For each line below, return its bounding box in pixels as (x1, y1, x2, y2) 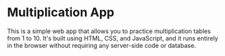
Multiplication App (7, 5, 115, 20)
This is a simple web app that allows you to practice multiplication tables (7, 27, 211, 35)
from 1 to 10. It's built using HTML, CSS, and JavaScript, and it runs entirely (7, 34, 219, 42)
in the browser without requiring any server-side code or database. (7, 41, 196, 49)
